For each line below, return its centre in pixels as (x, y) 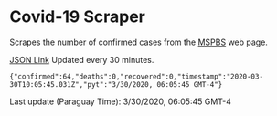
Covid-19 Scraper (78, 17)
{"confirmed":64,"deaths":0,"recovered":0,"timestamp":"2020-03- (136, 76)
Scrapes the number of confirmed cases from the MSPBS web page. (138, 42)
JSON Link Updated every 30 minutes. (82, 59)
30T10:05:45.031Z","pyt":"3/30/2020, (81, 84)
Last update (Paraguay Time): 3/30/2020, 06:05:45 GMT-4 (120, 101)
